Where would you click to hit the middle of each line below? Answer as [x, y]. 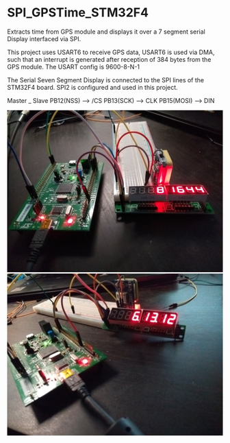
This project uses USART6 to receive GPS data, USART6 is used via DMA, [111, 52]
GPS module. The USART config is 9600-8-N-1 [74, 67]
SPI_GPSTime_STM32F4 [78, 13]
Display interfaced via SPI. [44, 38]
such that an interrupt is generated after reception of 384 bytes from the [109, 59]
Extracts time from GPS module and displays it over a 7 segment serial [106, 32]
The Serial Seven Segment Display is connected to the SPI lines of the [105, 80]
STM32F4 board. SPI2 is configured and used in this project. [92, 87]
